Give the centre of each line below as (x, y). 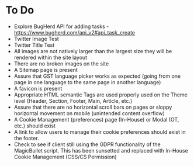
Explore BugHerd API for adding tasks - (61, 26)
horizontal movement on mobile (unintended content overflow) (89, 113)
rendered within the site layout (51, 57)
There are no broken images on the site (61, 63)
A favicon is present (38, 88)
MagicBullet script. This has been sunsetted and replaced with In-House (101, 150)
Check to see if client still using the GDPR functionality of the (87, 144)
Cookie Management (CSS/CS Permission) (65, 157)
